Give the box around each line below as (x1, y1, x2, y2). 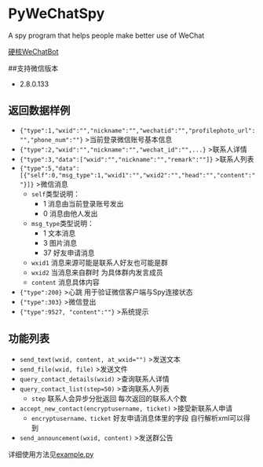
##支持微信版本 (8, 64, 59, 73)
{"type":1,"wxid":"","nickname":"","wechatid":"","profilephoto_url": (19, 126, 256, 134)
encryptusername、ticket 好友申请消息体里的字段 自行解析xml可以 (31, 413, 243, 422)
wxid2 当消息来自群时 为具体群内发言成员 (31, 268, 163, 277)
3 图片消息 (42, 238, 77, 247)
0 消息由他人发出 (42, 209, 98, 218)
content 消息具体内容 (31, 277, 100, 286)
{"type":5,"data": (19, 164, 80, 173)
